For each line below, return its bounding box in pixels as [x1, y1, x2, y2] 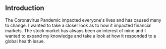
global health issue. [5, 38, 45, 44]
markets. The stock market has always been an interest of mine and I [5, 27, 146, 34]
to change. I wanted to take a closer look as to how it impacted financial [5, 22, 152, 28]
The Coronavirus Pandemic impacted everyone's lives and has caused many [5, 17, 162, 23]
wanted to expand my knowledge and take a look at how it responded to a [5, 33, 156, 39]
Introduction [5, 4, 45, 12]
